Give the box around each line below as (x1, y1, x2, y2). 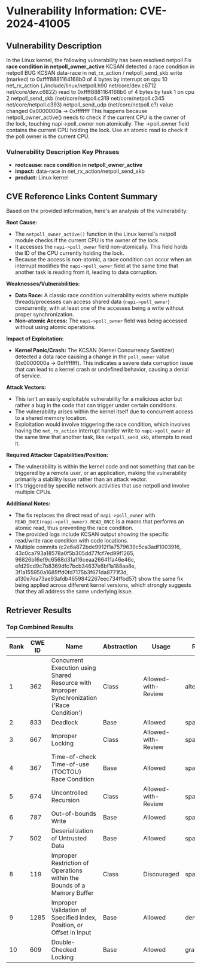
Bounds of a (51, 881, 86, 889)
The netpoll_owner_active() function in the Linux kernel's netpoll (14, 230, 176, 237)
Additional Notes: (6, 500, 51, 507)
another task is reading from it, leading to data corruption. (14, 269, 158, 276)
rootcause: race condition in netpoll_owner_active (14, 161, 142, 169)
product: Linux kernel (14, 174, 69, 181)
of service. (14, 372, 42, 379)
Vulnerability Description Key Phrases (6, 148, 120, 156)
